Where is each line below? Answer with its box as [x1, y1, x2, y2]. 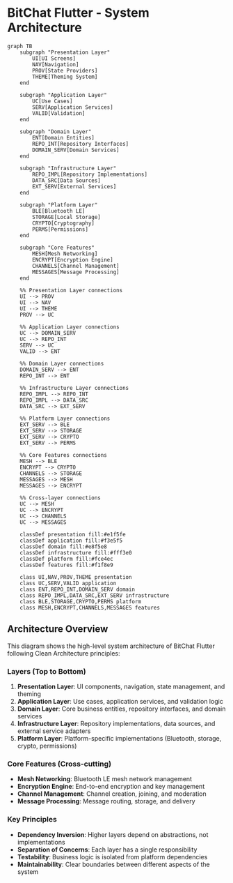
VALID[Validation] [32, 110, 86, 116]
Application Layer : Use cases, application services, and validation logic [17, 697, 224, 706]
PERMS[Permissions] [32, 225, 89, 233]
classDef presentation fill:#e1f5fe [19, 531, 127, 538]
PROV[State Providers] [32, 67, 98, 74]
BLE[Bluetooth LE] [32, 207, 86, 214]
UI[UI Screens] [32, 54, 77, 62]
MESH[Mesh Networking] [32, 250, 98, 257]
